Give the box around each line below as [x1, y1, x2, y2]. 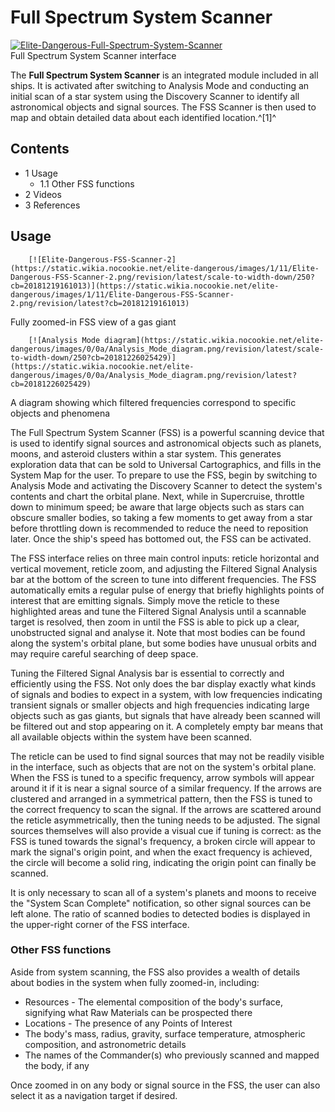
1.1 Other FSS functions [39, 177, 135, 190]
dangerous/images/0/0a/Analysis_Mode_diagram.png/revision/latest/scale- [10, 344, 325, 354]
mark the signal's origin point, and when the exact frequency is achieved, [10, 846, 313, 858]
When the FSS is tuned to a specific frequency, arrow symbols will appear [10, 771, 315, 783]
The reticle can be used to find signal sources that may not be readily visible [10, 750, 325, 762]
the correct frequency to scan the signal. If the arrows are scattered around [10, 803, 322, 815]
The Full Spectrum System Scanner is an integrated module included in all [10, 69, 319, 81]
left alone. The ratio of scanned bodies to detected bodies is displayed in [10, 907, 311, 920]
